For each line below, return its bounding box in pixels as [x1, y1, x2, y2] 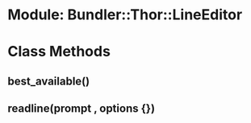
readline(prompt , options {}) [7, 102, 155, 116]
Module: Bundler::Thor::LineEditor [7, 6, 243, 24]
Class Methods [7, 43, 111, 61]
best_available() [7, 74, 90, 88]
